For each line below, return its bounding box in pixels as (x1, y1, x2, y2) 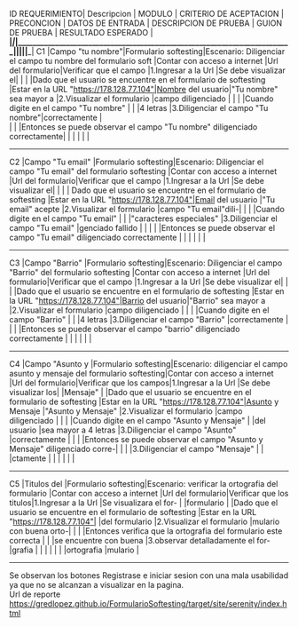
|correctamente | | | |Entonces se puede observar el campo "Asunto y (9, 434, 263, 444)
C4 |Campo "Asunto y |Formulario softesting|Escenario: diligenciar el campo (9, 359, 288, 369)
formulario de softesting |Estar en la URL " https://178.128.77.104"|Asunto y (9, 396, 279, 407)
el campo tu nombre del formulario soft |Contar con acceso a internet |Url (9, 56, 278, 66)
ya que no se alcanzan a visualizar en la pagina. (9, 580, 184, 590)
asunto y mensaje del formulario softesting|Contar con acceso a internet (9, 369, 274, 378)
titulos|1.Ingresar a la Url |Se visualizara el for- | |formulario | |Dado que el (9, 497, 278, 508)
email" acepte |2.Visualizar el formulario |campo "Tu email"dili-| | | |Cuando (9, 204, 286, 214)
